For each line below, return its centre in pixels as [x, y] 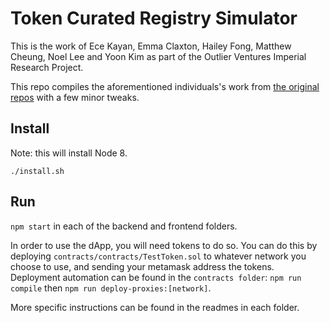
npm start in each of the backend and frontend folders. [124, 226]
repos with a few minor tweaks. [75, 97]
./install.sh [37, 171]
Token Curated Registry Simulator [154, 18]
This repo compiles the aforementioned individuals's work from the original [165, 86]
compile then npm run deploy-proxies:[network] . [111, 288]
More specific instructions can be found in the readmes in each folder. [155, 307]
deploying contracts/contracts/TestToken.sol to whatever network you [158, 256]
